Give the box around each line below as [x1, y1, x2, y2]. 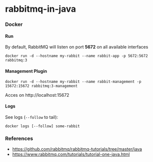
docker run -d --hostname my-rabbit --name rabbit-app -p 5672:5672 [5, 54, 148, 58]
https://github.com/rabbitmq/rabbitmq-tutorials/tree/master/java [12, 146, 142, 152]
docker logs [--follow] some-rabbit [5, 124, 80, 129]
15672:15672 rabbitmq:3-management [5, 83, 78, 88]
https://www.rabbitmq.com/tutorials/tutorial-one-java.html [12, 151, 130, 158]
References [5, 135, 33, 142]
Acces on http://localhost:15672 [5, 92, 70, 98]
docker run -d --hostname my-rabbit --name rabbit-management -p [5, 79, 141, 84]
